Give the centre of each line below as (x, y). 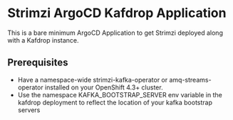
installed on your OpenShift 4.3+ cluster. (104, 87)
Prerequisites (38, 63)
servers (29, 110)
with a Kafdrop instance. (43, 40)
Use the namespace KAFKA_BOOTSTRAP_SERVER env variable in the (120, 94)
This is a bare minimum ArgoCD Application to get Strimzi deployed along (115, 33)
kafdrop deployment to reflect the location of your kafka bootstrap (115, 102)
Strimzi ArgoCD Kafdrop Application (117, 13)
